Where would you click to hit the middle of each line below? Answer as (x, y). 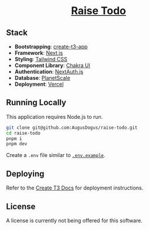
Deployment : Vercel (39, 84)
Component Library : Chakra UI (52, 65)
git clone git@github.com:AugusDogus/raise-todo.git (72, 128)
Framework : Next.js (39, 53)
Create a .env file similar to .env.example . (56, 155)
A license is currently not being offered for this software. (74, 220)
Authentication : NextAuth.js (49, 71)
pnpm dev (17, 144)
